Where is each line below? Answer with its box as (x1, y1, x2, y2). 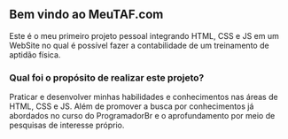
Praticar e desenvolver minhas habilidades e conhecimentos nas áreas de (9, 92, 278, 103)
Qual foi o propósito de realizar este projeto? (9, 71, 205, 83)
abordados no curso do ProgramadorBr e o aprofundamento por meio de (9, 111, 276, 121)
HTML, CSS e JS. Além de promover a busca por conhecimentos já (9, 101, 254, 112)
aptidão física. (9, 49, 61, 60)
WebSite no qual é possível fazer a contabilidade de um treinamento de (9, 40, 269, 50)
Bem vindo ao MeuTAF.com (9, 7, 164, 22)
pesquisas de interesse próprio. (9, 120, 125, 131)
